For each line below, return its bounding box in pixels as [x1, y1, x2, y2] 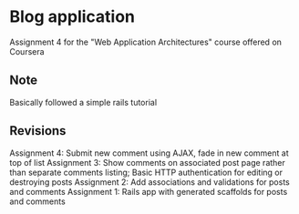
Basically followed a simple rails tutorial [9, 97, 158, 107]
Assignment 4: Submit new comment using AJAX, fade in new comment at [9, 148, 289, 158]
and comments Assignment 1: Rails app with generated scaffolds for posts [9, 186, 288, 197]
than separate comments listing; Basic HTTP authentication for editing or [9, 167, 284, 178]
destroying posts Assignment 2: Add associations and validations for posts [9, 176, 290, 188]
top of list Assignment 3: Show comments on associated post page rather [9, 157, 285, 168]
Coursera [9, 46, 45, 56]
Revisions [9, 123, 67, 138]
